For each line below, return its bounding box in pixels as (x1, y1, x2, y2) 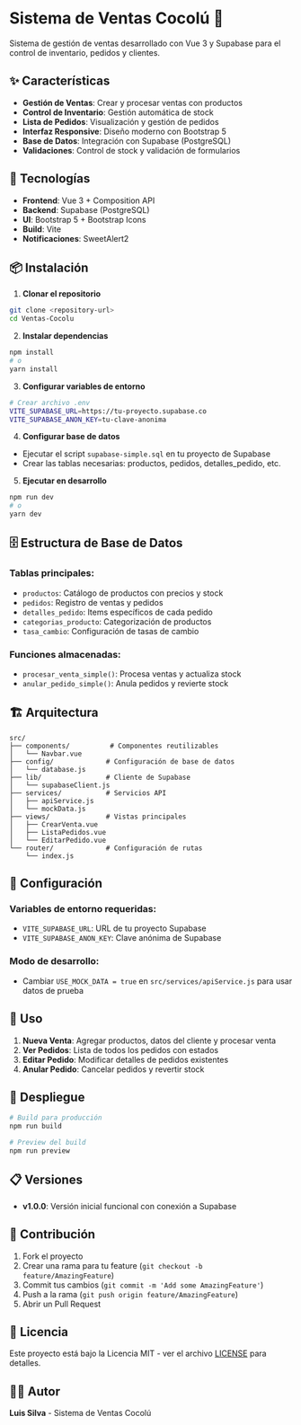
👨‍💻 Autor (9, 1384, 61, 1399)
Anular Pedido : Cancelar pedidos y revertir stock (22, 1064, 205, 1075)
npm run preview (9, 1146, 70, 1155)
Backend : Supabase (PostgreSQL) (22, 204, 150, 215)
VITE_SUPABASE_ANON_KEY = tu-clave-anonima (9, 415, 167, 424)
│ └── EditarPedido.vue (9, 836, 106, 845)
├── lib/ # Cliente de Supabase (9, 773, 191, 782)
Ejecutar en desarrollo (22, 475, 108, 486)
